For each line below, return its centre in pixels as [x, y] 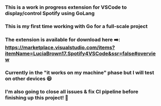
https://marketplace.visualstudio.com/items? [60, 47]
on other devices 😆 [29, 78]
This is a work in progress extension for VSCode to [66, 7]
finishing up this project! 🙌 [37, 97]
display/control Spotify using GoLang [50, 13]
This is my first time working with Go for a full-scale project [76, 26]
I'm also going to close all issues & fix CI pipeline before [72, 91]
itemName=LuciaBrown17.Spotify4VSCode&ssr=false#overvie [80, 53]
